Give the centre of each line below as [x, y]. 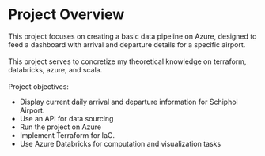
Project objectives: [39, 86]
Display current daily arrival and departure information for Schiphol [129, 102]
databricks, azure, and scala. [55, 69]
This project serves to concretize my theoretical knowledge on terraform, [127, 61]
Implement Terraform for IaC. [67, 135]
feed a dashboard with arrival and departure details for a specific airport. [127, 44]
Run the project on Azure [60, 127]
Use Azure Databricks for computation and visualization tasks [120, 143]
